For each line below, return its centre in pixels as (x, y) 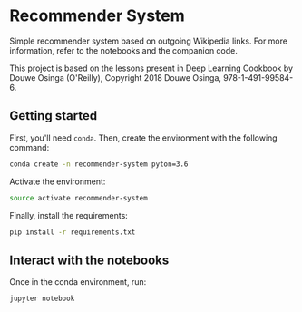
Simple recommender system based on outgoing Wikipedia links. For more (149, 41)
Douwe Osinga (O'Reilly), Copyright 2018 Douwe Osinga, (116, 77)
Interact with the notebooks (89, 260)
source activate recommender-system (78, 198)
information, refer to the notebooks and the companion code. (124, 50)
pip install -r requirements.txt (73, 232)
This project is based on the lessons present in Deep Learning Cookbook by (151, 68)
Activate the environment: (58, 181)
